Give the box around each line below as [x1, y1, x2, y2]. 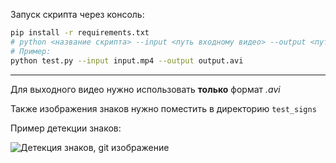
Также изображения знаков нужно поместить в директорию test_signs [10, 102, 317, 114]
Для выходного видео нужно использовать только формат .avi [10, 83, 281, 95]
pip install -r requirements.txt [10, 28, 150, 38]
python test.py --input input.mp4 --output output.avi [10, 55, 244, 66]
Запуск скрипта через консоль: [10, 9, 145, 20]
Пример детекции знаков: [10, 122, 122, 134]
